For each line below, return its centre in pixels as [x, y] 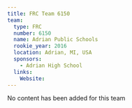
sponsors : [28, 59]
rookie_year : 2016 [41, 46]
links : [23, 72]
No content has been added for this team [66, 98]
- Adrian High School [51, 65]
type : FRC [28, 26]
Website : [32, 78]
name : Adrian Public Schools [56, 40]
